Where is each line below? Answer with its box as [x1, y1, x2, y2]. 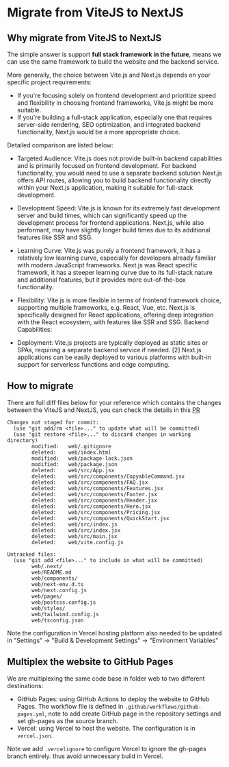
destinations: [7, 681, 44, 690]
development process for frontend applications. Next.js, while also [16, 219, 204, 227]
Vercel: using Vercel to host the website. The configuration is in [16, 724, 196, 732]
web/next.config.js [31, 587, 87, 594]
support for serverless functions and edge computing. [16, 361, 170, 368]
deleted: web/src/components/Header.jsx [31, 497, 157, 504]
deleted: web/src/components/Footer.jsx [31, 491, 157, 498]
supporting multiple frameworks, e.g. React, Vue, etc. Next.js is [16, 304, 196, 311]
